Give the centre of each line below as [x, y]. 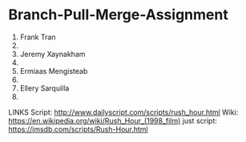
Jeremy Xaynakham [52, 54]
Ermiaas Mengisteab [54, 71]
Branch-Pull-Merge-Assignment [118, 15]
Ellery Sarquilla [44, 88]
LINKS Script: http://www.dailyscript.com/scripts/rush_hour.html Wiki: [123, 112]
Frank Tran [38, 37]
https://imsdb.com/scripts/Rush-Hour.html [78, 129]
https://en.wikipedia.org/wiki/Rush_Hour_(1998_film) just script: [113, 120]
